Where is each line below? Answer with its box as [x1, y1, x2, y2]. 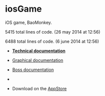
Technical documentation [12, 48, 66, 54]
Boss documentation [12, 67, 54, 73]
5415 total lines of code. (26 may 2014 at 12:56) [5, 29, 101, 35]
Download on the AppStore [12, 85, 67, 91]
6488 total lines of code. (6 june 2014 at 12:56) [5, 38, 99, 44]
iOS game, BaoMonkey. [5, 19, 52, 25]
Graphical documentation [12, 57, 63, 63]
